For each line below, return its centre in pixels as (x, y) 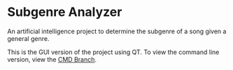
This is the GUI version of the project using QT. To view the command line (113, 52)
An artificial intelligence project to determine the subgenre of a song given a (117, 31)
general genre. (28, 38)
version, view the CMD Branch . (52, 59)
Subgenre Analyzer (65, 12)
